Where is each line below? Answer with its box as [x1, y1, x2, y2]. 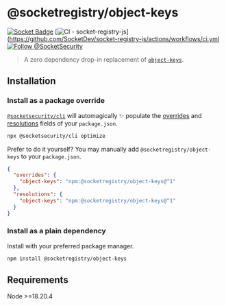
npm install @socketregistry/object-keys [7, 255, 127, 262]
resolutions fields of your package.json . [7, 119, 118, 128]
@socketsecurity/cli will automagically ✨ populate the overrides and [7, 111, 202, 119]
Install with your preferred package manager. [7, 242, 134, 250]
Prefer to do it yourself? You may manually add [7, 145, 139, 153]
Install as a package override [7, 96, 105, 106]
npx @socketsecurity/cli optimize [7, 132, 106, 139]
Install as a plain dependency [7, 226, 106, 236]
